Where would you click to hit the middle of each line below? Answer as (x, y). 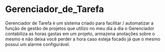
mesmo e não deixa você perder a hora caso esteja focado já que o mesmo (83, 39)
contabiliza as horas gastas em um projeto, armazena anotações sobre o (80, 33)
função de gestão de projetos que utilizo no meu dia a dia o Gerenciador (80, 28)
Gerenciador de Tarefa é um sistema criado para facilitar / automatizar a (79, 23)
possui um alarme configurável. (38, 44)
